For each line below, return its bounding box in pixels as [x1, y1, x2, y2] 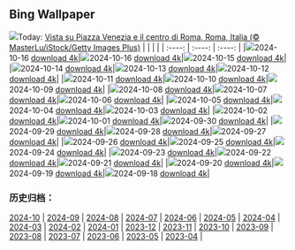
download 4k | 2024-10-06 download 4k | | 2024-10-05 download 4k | [9, 95, 274, 105]
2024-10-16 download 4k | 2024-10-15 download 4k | [89, 52, 287, 63]
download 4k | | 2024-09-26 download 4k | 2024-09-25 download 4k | [9, 136, 276, 147]
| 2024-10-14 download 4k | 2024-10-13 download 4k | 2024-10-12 [9, 63, 269, 73]
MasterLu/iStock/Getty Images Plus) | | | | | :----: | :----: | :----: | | [9, 42, 246, 52]
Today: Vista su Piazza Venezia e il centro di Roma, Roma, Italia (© [18, 31, 261, 42]
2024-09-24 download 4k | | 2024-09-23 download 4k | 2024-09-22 [9, 147, 272, 157]
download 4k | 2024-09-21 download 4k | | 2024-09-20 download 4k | [9, 157, 275, 168]
